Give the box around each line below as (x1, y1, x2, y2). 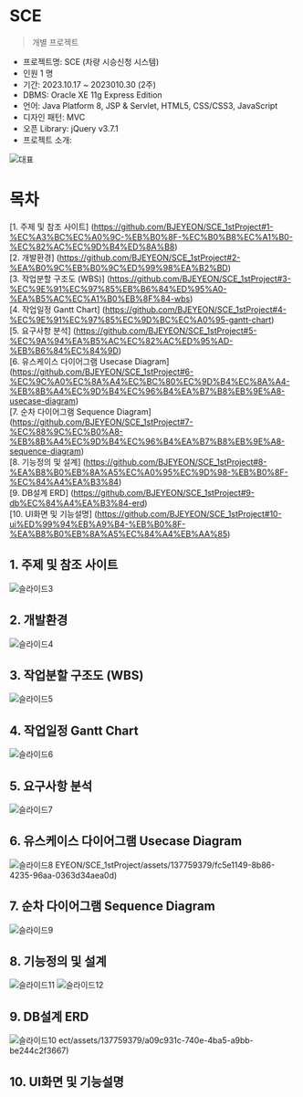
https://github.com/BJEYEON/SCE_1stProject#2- (58, 252, 241, 263)
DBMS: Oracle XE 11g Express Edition (22, 89, 162, 100)
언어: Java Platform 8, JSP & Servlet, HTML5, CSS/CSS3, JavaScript (22, 100, 278, 111)
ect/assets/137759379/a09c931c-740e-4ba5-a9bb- (57, 1035, 254, 1046)
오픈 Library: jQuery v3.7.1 (22, 122, 119, 133)
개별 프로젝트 (31, 37, 79, 47)
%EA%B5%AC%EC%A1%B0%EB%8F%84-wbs (9, 293, 191, 304)
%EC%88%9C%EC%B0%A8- (9, 426, 123, 437)
